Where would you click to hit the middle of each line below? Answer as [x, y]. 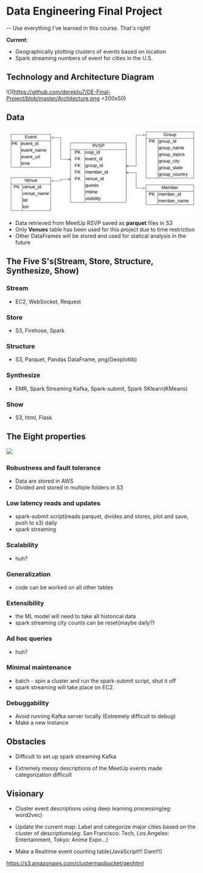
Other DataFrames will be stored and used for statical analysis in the [101, 236]
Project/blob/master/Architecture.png [53, 98]
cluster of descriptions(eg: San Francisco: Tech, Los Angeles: [92, 833]
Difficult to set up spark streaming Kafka [66, 756]
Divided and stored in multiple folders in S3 [69, 488]
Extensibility [25, 603]
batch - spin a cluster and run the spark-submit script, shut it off [95, 681]
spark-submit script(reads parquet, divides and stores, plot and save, [101, 516]
